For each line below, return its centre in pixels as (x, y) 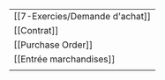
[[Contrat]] (36, 30)
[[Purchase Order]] (53, 45)
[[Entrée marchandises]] (64, 59)
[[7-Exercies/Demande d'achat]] (82, 16)
